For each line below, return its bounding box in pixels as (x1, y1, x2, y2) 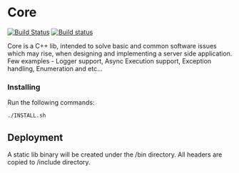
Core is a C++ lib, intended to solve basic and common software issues (7, 41, 217, 50)
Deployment (7, 131, 63, 143)
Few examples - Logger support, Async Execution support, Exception (7, 56, 212, 65)
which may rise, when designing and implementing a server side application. (7, 49, 233, 58)
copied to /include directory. (7, 158, 91, 167)
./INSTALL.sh (7, 112, 46, 120)
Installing (7, 82, 41, 92)
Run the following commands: (7, 98, 95, 107)
